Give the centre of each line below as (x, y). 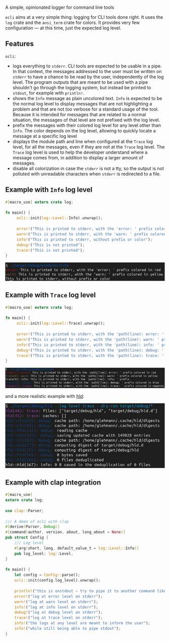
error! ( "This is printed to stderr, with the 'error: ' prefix (84, 229)
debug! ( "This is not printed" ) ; (51, 245)
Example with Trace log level (51, 295)
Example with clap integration (53, 482)
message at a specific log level (45, 136)
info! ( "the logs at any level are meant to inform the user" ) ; (82, 623)
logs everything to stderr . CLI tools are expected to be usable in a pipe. (87, 66)
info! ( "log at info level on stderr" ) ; (56, 607)
